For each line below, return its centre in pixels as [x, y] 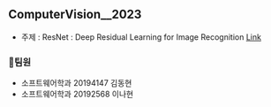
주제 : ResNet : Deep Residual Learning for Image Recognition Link [141, 37]
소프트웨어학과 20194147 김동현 [76, 83]
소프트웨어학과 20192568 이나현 [77, 94]
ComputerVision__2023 [75, 15]
